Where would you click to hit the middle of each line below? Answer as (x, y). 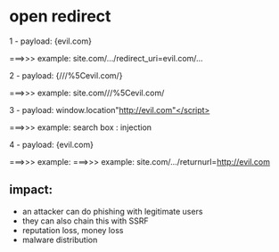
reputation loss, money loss (73, 230)
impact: (31, 190)
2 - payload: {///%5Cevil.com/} (66, 75)
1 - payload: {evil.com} (50, 41)
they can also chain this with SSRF (85, 221)
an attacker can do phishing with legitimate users (112, 211)
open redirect (60, 16)
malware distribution (60, 240)
